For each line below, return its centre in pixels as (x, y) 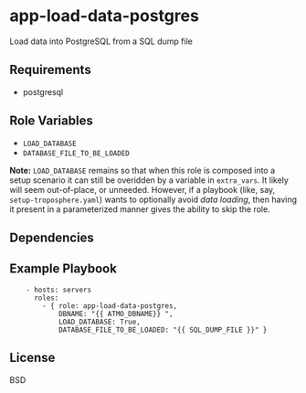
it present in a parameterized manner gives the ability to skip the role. (140, 209)
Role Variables (51, 121)
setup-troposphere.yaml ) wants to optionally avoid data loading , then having (153, 199)
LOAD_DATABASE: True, (100, 322)
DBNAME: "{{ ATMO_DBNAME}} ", (116, 313)
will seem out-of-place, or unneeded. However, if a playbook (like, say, (142, 189)
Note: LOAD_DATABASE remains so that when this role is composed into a (142, 170)
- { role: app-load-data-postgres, (110, 306)
